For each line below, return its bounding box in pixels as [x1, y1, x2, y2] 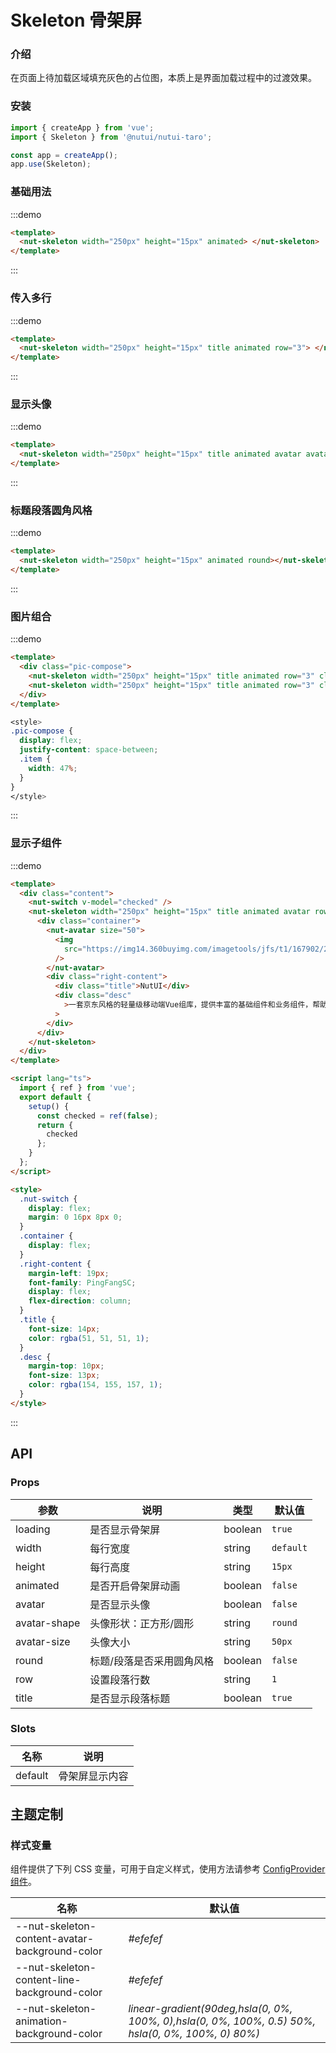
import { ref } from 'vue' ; [19, 1083, 137, 1093]
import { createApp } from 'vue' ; [10, 122, 155, 133]
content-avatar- [15, 1932, 94, 1946]
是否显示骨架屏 [89, 1522, 161, 1536]
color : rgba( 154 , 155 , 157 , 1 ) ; [28, 1380, 163, 1390]
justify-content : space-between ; [19, 745, 159, 755]
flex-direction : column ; [28, 1296, 132, 1306]
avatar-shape [15, 1616, 81, 1630]
